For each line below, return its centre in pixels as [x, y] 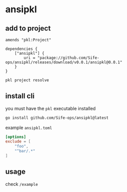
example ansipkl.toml [29, 127]
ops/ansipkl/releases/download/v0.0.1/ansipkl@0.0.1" [64, 62]
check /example [22, 184]
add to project [28, 28]
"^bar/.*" [25, 151]
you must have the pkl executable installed [50, 108]
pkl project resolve [27, 80]
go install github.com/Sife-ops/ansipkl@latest [57, 118]
